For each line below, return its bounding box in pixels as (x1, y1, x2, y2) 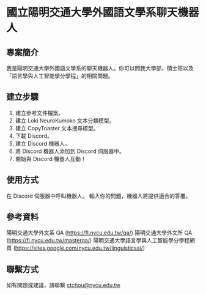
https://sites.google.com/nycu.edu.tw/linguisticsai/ (15, 244, 144, 252)
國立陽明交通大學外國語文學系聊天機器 (6, 6, 200, 20)
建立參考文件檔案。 (15, 109, 64, 116)
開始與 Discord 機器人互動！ (15, 155, 87, 162)
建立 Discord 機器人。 (15, 140, 70, 147)
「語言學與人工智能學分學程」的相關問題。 (6, 72, 114, 80)
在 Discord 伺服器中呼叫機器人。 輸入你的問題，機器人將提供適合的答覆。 (6, 192, 191, 200)
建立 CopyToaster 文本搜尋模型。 (15, 124, 99, 132)
